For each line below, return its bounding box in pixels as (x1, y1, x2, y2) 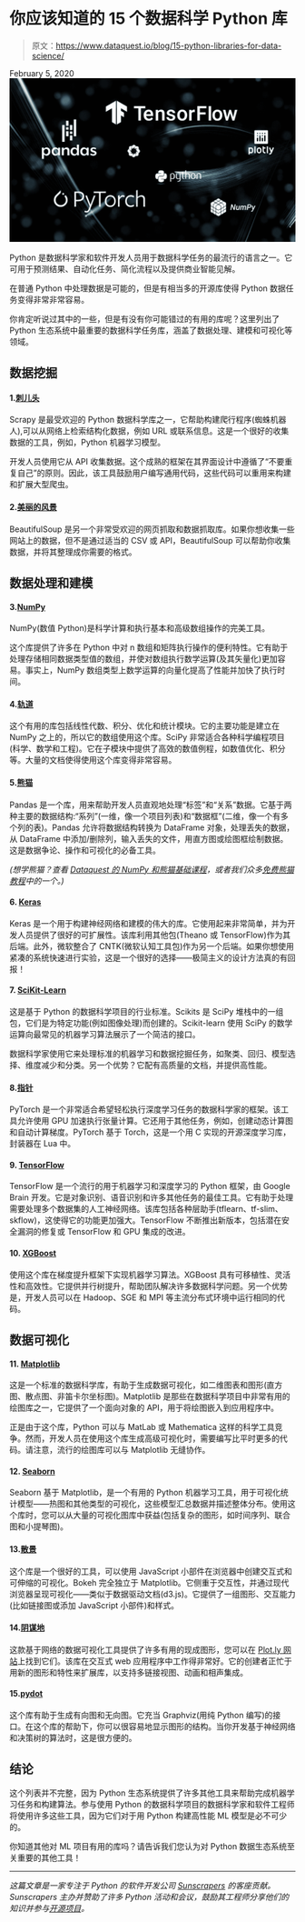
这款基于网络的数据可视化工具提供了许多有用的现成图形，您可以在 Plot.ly (9, 1644, 281, 1655)
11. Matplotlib (9, 1358, 61, 1369)
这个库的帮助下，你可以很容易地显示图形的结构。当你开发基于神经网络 (33, 1721, 296, 1732)
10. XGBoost (9, 1247, 57, 1259)
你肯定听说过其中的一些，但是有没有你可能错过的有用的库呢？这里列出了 (9, 313, 280, 324)
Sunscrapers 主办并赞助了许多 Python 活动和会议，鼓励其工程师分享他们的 (9, 1891, 290, 1902)
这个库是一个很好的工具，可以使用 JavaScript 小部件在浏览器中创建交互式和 (9, 1566, 293, 1577)
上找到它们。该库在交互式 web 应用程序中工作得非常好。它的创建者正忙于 (17, 1656, 292, 1667)
